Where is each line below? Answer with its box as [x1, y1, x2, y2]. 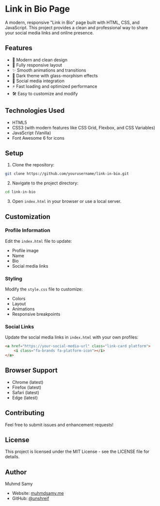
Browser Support [5, 366, 58, 375]
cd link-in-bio [5, 190, 36, 195]
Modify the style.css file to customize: [5, 286, 83, 292]
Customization [5, 213, 51, 221]
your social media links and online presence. [5, 30, 94, 36]
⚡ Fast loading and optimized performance [12, 83, 97, 89]
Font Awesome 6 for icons [12, 135, 64, 141]
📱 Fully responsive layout [12, 62, 62, 68]
